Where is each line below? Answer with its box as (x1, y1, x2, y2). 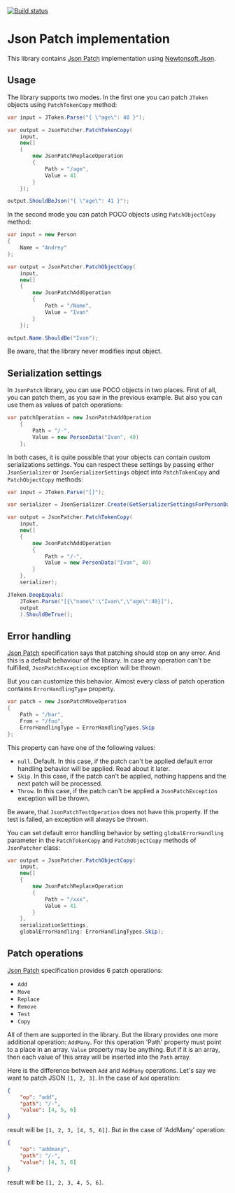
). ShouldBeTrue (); (20, 611, 73, 618)
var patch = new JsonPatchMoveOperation (7, 698, 127, 705)
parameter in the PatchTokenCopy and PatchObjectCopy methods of (7, 836, 197, 844)
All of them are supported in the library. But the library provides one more (7, 1030, 219, 1039)
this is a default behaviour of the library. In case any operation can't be (7, 656, 211, 665)
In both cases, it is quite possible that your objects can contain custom (7, 453, 211, 461)
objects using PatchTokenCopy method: (7, 100, 117, 108)
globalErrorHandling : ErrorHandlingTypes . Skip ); (20, 928, 164, 936)
